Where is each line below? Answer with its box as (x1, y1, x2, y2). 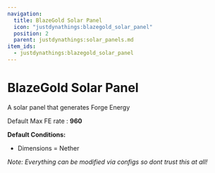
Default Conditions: (7, 130, 66, 139)
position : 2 (13, 30, 49, 37)
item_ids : (7, 43, 37, 50)
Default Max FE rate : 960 (7, 117, 82, 125)
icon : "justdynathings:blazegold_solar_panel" (13, 23, 153, 30)
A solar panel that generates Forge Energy (7, 103, 130, 111)
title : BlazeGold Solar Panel (13, 17, 102, 24)
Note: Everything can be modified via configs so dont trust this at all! (7, 158, 208, 166)
